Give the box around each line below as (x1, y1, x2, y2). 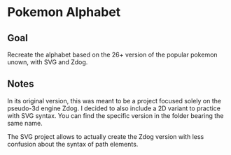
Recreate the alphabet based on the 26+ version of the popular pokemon (7, 50, 218, 59)
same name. (7, 119, 43, 127)
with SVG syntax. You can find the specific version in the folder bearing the (7, 111, 224, 119)
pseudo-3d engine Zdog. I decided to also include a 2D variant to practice (7, 104, 220, 112)
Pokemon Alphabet (7, 4, 121, 20)
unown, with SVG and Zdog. (7, 58, 88, 66)
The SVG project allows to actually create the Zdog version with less (7, 132, 204, 140)
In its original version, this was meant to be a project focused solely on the (7, 96, 222, 105)
